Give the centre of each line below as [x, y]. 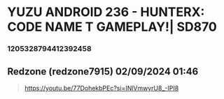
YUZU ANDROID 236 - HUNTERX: [106, 12]
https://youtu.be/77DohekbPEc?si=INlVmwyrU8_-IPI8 [101, 88]
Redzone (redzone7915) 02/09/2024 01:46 [103, 71]
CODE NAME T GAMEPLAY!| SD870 [112, 27]
